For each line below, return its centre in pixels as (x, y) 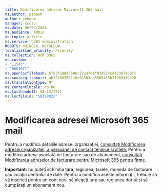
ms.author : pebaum (24, 14)
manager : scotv (20, 23)
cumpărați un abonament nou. (35, 185)
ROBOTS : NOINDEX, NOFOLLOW (32, 46)
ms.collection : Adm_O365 (30, 55)
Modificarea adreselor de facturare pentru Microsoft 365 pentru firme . (76, 160)
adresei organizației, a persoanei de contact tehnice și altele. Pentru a (75, 149)
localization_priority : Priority (39, 50)
